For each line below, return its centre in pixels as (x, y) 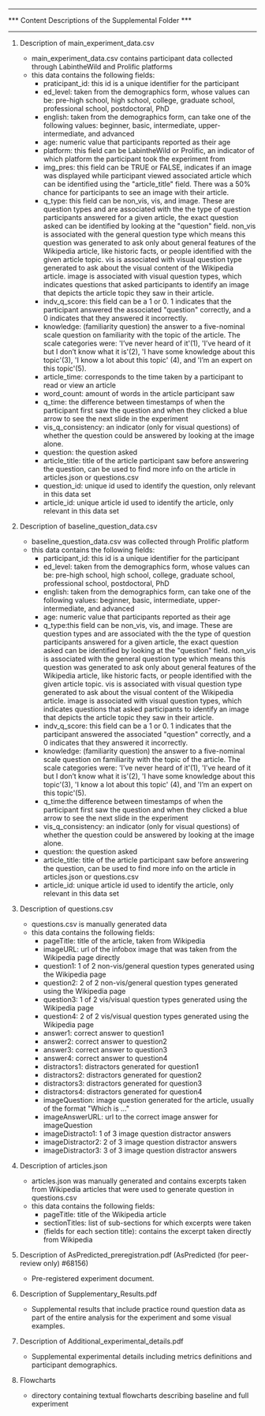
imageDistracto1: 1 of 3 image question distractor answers (137, 1134)
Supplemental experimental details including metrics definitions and (142, 1356)
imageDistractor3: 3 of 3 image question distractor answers (140, 1150)
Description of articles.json (63, 1166)
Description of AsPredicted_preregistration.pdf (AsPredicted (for (124, 1255)
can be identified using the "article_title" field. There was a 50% (147, 184)
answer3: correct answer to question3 (105, 1050)
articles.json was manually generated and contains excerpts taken (139, 1181)
